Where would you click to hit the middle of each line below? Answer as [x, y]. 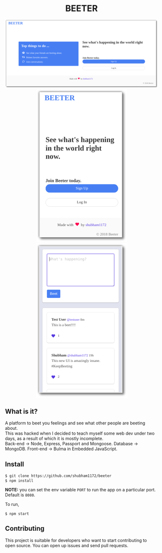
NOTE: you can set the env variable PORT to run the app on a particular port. [81, 489]
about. [11, 428]
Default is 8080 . [20, 495]
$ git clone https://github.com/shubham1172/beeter [58, 476]
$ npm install [19, 481]
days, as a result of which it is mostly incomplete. [54, 439]
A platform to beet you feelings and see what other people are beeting [75, 423]
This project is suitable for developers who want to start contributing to [76, 540]
